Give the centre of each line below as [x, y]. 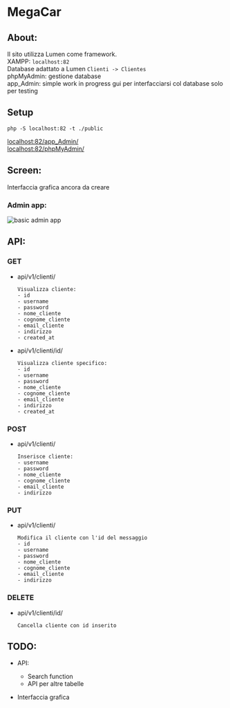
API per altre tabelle [56, 684]
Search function [50, 677]
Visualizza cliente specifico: [62, 363]
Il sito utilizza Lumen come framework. [62, 54]
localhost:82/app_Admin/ [43, 141]
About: [22, 38]
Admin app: [27, 205]
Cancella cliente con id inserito [67, 625]
